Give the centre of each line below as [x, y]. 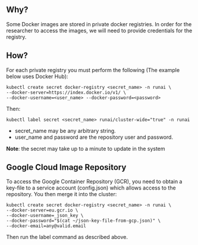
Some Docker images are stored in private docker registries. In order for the [99, 24]
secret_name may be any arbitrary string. [65, 131]
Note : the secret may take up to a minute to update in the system [86, 148]
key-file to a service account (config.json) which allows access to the [91, 188]
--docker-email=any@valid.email [46, 226]
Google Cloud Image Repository [66, 167]
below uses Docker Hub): [37, 76]
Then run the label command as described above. [67, 237]
